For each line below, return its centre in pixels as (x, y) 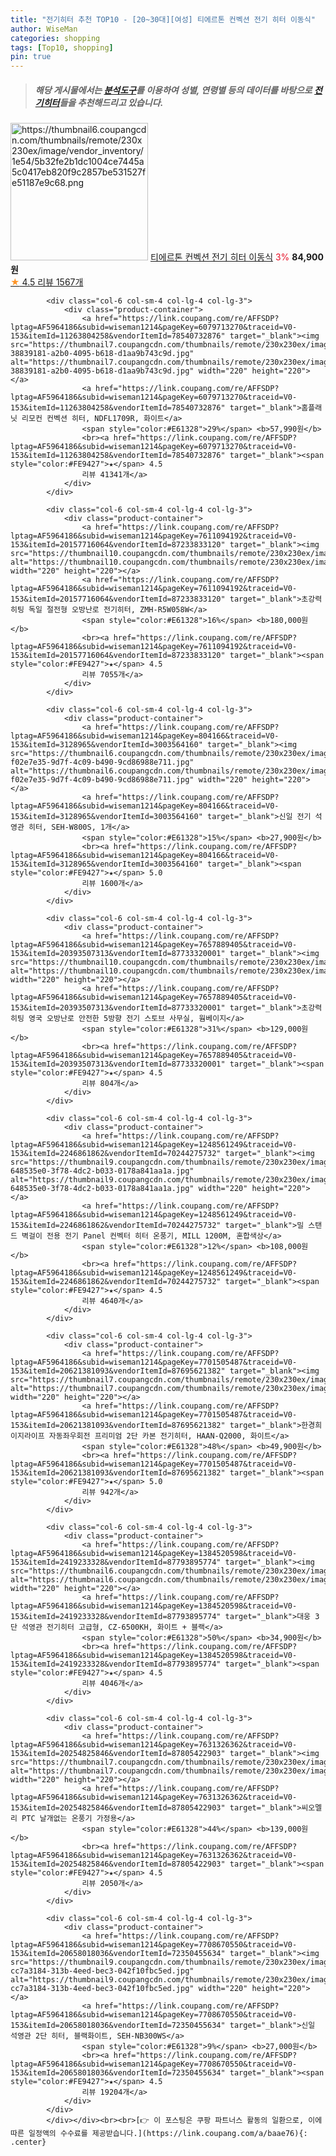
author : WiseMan (44, 29)
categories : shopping (55, 38)
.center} (28, 2142)
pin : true (31, 57)
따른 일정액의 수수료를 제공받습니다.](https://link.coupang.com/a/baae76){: (159, 2134)
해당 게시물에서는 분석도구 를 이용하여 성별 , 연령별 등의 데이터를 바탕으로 (173, 90)
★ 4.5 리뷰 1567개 (47, 282)
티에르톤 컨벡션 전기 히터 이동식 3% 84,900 (236, 257)
